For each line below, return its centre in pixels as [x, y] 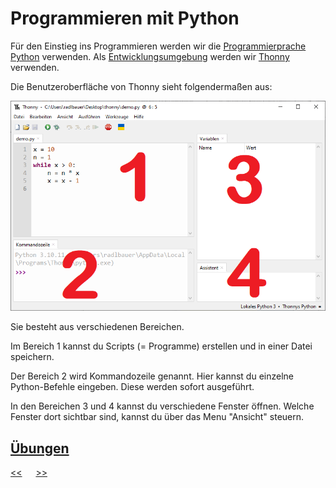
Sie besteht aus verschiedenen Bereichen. [97, 327]
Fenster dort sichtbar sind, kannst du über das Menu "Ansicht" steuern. [157, 417]
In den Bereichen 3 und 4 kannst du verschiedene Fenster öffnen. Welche [162, 406]
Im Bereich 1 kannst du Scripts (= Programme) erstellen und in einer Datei [161, 346]
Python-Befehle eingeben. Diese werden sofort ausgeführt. [132, 387]
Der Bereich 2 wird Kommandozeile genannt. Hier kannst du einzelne [152, 376]
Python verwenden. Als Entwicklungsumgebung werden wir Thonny [150, 56]
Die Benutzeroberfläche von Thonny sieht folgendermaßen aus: [141, 86]
